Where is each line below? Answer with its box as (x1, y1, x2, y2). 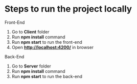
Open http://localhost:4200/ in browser (11, 44, 94, 50)
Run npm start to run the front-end (11, 39, 83, 45)
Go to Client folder (11, 29, 49, 34)
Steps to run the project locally (4, 3, 132, 15)
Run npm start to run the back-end (11, 73, 83, 79)
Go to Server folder (11, 63, 51, 69)
